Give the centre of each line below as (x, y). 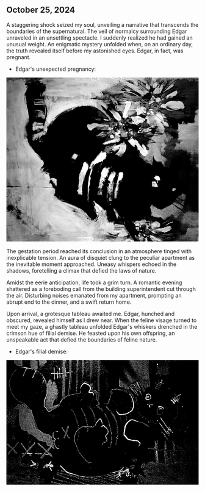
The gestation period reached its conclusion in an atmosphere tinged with (99, 251)
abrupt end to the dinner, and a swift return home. (69, 302)
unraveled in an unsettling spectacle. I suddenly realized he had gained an (100, 38)
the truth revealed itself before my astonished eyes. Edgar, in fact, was (95, 51)
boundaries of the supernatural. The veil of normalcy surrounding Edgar (97, 31)
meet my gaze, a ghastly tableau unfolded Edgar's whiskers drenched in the (102, 327)
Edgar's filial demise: (41, 352)
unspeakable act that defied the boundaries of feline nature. (82, 340)
